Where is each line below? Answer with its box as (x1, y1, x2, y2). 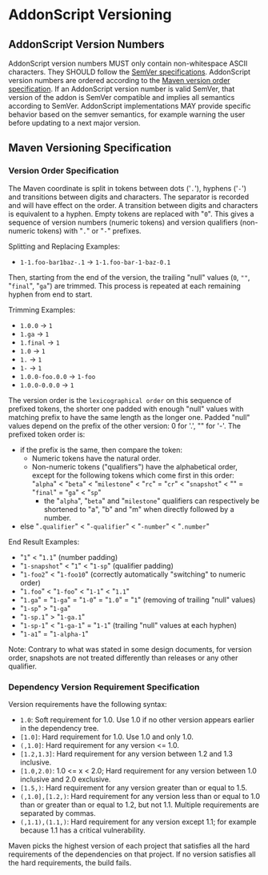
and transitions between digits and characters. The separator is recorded (8, 192, 250, 202)
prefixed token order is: (8, 430, 86, 439)
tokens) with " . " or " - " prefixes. (37, 226, 142, 235)
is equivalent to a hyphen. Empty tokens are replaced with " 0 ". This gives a (8, 209, 254, 218)
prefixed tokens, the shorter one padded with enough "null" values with (8, 404, 244, 414)
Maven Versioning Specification (8, 142, 172, 155)
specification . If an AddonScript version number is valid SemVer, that (8, 84, 235, 94)
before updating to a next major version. (8, 118, 141, 127)
